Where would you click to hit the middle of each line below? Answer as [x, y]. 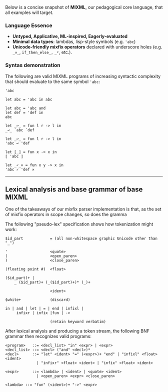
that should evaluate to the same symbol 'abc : [52, 81]
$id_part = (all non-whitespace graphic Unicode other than [81, 239]
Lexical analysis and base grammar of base [74, 189]
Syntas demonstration [33, 65]
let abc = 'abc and [25, 108]
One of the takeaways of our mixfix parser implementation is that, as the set [83, 209]
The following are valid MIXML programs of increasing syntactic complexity [83, 76]
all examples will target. [29, 12]
